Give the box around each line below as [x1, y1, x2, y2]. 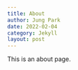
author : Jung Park [7, 17, 61, 24]
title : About [7, 10, 45, 17]
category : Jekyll [7, 29, 58, 37]
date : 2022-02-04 [7, 23, 58, 30]
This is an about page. [7, 55, 71, 63]
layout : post [7, 36, 45, 43]
